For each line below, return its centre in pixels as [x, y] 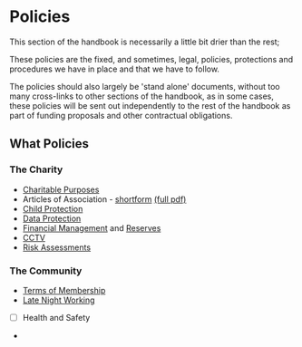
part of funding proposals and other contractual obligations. [121, 115]
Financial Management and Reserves [92, 227]
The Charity [36, 169]
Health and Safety [56, 317]
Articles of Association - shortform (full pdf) [104, 199]
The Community [46, 271]
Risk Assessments [57, 247]
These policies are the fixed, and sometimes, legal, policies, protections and [151, 59]
